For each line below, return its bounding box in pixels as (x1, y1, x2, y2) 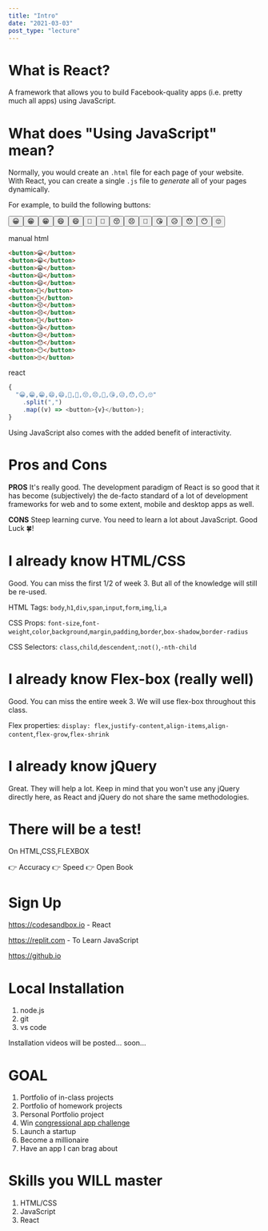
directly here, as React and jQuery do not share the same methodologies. (8, 792, 250, 802)
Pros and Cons (8, 456, 108, 473)
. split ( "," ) (22, 398, 62, 407)
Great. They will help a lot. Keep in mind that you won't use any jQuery (8, 783, 240, 793)
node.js (19, 1006, 46, 1016)
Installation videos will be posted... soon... (8, 1038, 146, 1048)
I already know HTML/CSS (8, 552, 186, 569)
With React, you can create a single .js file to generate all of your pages (8, 176, 247, 186)
